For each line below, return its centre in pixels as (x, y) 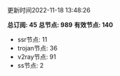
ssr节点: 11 (32, 39)
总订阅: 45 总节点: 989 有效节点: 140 (60, 25)
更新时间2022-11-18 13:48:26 (49, 10)
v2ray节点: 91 (37, 57)
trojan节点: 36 (37, 48)
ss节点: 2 (30, 65)
